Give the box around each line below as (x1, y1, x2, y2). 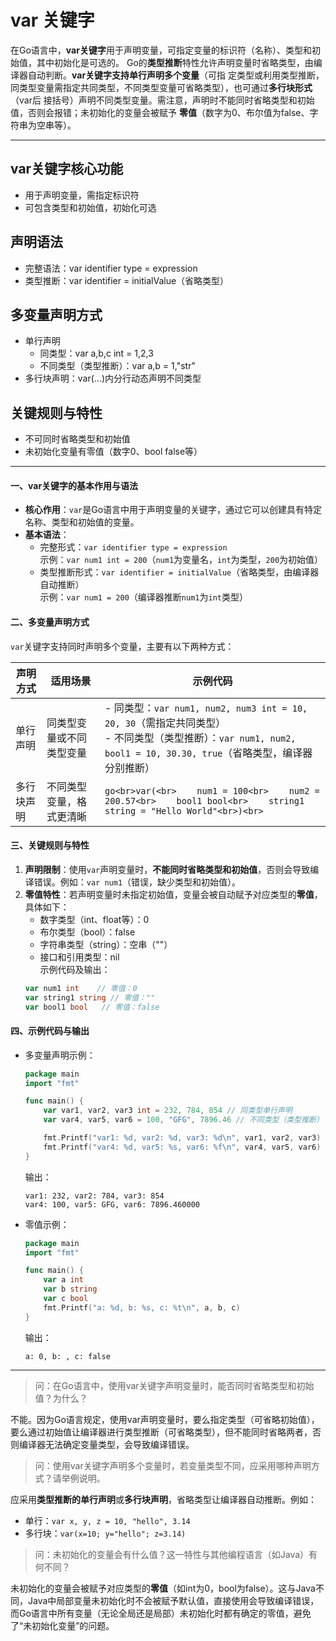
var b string (43, 1284, 98, 1295)
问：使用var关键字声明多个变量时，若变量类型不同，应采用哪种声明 (34, 1459, 312, 1471)
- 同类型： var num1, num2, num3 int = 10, (104, 701, 308, 715)
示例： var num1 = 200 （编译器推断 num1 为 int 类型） (39, 591, 248, 603)
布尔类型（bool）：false (39, 926, 136, 938)
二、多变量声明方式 (10, 616, 90, 628)
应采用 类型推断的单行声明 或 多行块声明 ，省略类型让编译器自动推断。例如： (10, 1493, 317, 1505)
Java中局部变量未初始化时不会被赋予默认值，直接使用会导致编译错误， (27, 1594, 320, 1606)
